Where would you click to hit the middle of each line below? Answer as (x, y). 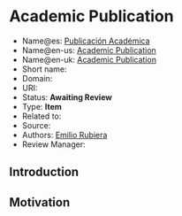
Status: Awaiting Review (67, 97)
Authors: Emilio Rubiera (64, 135)
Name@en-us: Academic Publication (89, 50)
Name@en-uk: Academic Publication (89, 59)
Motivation (40, 202)
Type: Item (42, 106)
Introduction (44, 172)
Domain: (37, 78)
